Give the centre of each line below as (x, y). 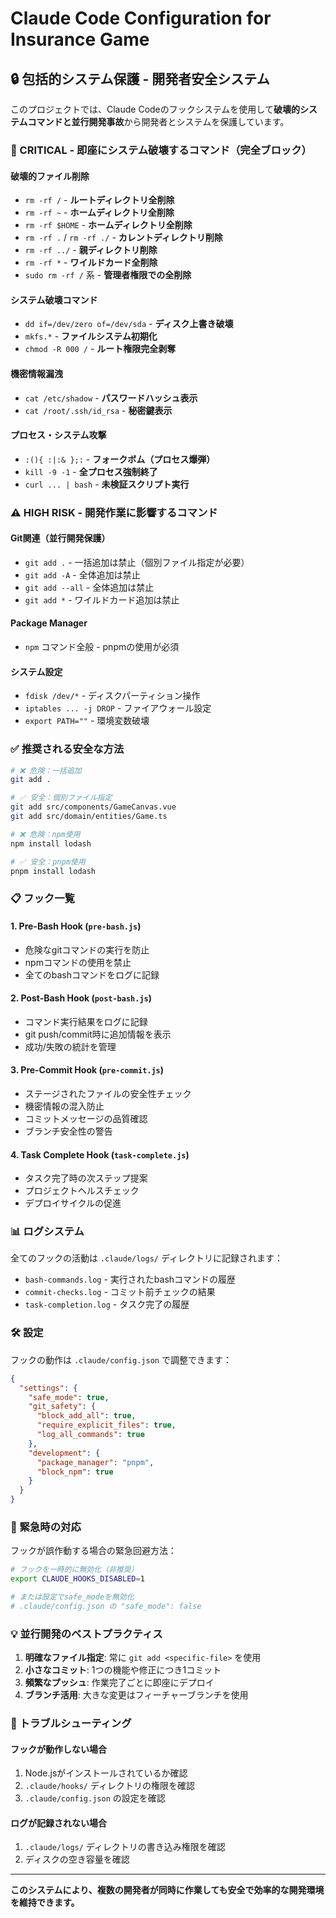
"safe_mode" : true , (69, 1397)
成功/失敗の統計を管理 (70, 1046)
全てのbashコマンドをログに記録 (92, 974)
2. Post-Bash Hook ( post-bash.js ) (81, 998)
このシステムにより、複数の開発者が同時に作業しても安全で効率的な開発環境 (167, 1890)
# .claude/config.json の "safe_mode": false (106, 1606)
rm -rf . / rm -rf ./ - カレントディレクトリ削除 (123, 238)
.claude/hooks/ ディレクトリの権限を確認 (109, 1786)
